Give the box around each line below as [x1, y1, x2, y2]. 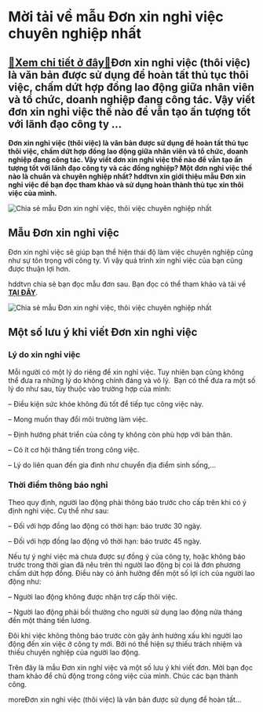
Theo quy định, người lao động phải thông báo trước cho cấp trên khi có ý [8, 497, 247, 507]
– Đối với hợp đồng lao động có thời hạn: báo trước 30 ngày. [8, 521, 203, 530]
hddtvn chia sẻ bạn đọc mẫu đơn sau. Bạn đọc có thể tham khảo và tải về [8, 279, 246, 289]
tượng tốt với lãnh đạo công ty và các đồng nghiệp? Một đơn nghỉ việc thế [8, 164, 253, 172]
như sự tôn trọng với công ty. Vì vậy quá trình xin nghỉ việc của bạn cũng [8, 256, 243, 265]
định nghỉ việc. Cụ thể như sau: [8, 506, 109, 515]
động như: [8, 577, 42, 586]
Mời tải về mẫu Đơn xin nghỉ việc [8, 8, 224, 26]
